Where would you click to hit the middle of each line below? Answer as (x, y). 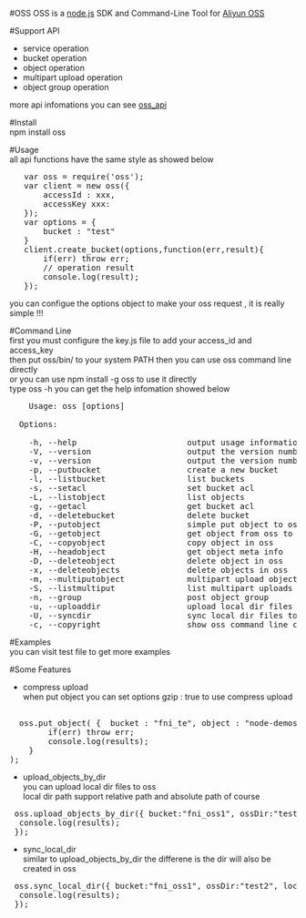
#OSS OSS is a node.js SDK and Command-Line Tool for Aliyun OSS (137, 13)
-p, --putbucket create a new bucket (154, 469)
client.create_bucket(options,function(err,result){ (144, 250)
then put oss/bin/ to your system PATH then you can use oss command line (150, 360)
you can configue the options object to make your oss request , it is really (147, 303)
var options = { (60, 222)
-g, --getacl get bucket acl (142, 506)
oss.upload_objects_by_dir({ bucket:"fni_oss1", (125, 814)
